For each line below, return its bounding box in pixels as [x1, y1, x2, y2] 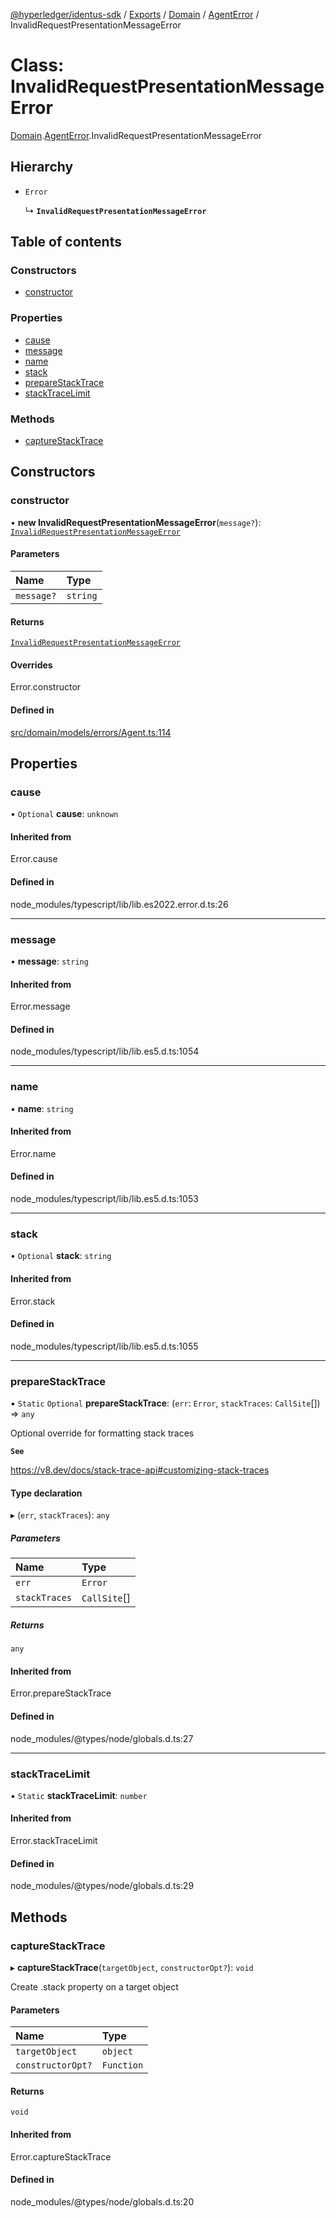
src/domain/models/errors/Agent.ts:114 [10, 726, 172, 738]
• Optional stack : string [10, 1250, 112, 1262]
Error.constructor [10, 681, 82, 693]
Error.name [10, 1147, 57, 1159]
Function [101, 2060, 144, 2071]
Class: [10, 54, 65, 77]
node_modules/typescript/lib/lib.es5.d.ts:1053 [10, 1193, 199, 1205]
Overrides [10, 659, 53, 671]
